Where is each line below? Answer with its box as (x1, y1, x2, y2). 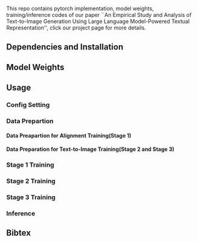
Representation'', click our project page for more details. (6, 24, 147, 31)
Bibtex (6, 228, 31, 238)
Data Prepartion (6, 117, 54, 126)
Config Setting (6, 101, 50, 109)
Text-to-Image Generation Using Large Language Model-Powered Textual (6, 18, 190, 25)
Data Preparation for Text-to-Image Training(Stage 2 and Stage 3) (6, 145, 175, 153)
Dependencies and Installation (6, 42, 124, 52)
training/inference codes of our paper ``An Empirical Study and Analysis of (6, 11, 192, 19)
